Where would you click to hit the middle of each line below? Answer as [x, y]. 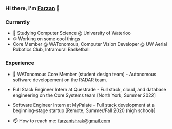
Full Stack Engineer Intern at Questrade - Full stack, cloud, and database [89, 89]
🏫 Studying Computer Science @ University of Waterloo [72, 33]
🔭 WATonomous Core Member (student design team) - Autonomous [84, 74]
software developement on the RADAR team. [60, 80]
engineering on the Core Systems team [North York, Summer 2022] [84, 95]
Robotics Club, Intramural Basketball [51, 50]
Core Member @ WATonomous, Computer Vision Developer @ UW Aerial [90, 44]
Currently [17, 22]
